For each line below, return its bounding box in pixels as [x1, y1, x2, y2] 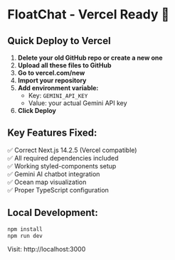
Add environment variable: [17, 84, 99, 92]
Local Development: [7, 207, 98, 219]
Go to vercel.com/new [17, 69, 85, 77]
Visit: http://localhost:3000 [7, 245, 86, 254]
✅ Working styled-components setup [7, 161, 117, 170]
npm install [7, 225, 43, 233]
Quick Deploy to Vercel [7, 35, 112, 47]
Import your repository [17, 76, 87, 85]
